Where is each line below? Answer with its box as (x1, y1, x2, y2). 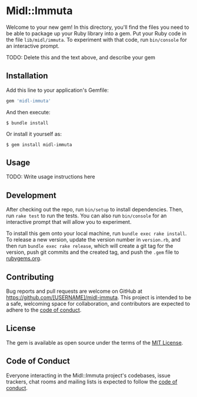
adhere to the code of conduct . (6, 306, 82, 313)
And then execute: (6, 108, 51, 115)
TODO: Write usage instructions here (6, 173, 95, 180)
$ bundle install (6, 120, 49, 126)
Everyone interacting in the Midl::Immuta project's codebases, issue (6, 372, 171, 379)
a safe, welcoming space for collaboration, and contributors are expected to (6, 300, 190, 307)
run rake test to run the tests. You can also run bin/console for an (6, 212, 167, 219)
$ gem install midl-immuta (6, 141, 72, 148)
